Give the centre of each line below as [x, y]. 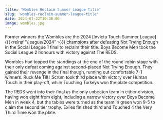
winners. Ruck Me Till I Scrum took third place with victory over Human [76, 77]
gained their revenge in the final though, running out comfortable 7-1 [74, 72]
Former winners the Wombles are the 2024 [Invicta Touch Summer [72, 37]
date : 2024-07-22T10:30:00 [32, 18]
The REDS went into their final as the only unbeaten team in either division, [80, 92]
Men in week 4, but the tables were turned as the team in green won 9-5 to [80, 102]
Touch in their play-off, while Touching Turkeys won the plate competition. [79, 83]
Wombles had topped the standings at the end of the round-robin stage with [81, 62]
